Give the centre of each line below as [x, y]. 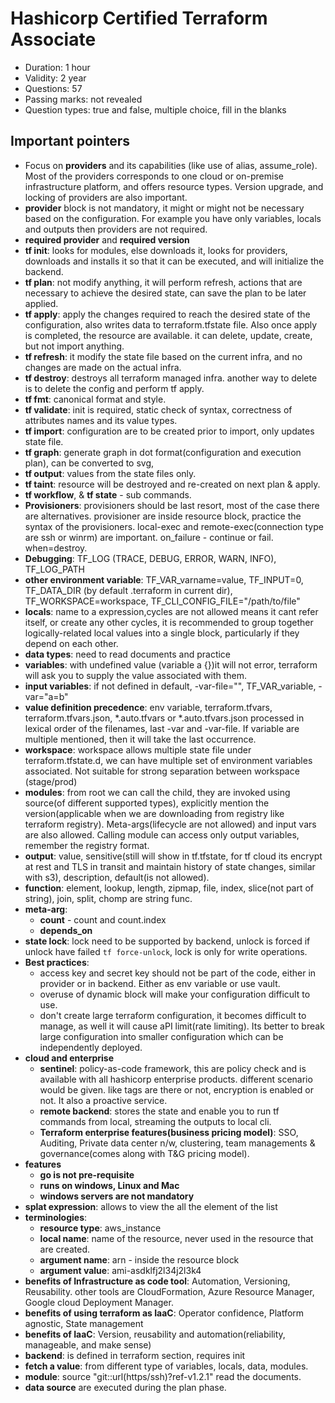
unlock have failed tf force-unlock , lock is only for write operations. [166, 951]
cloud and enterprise [69, 1058]
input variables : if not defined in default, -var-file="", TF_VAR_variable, [170, 686]
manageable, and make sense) [88, 1344]
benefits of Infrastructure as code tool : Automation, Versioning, [157, 1281]
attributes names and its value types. [101, 420]
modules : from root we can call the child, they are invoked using [157, 792]
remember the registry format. [87, 845]
